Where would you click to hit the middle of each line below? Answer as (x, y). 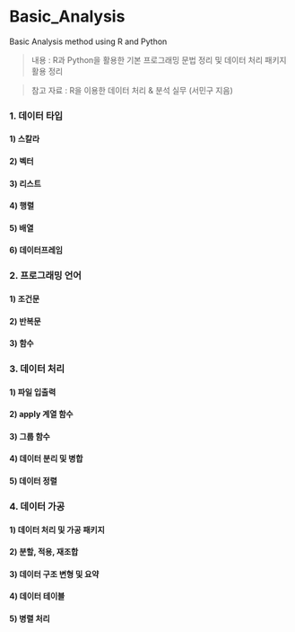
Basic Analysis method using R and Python (88, 41)
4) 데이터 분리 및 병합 (46, 458)
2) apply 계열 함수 (41, 414)
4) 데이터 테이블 (37, 596)
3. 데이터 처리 (37, 369)
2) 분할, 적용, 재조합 (44, 552)
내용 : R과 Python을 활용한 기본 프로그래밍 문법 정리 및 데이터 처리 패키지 (159, 59)
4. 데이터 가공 (37, 506)
